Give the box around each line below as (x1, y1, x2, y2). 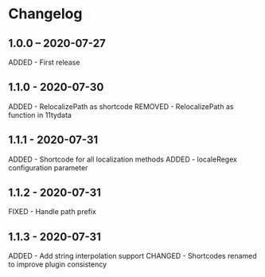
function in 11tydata (8, 110, 72, 119)
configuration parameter (8, 162, 88, 172)
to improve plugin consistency (8, 259, 107, 269)
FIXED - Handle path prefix (8, 207, 97, 217)
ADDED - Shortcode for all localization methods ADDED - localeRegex (8, 154, 237, 164)
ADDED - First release (8, 57, 80, 67)
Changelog (8, 5, 83, 23)
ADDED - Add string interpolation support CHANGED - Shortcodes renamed (8, 252, 257, 261)
